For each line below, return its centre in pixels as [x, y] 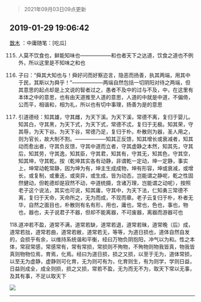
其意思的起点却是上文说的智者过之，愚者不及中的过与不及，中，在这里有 [105, 90]
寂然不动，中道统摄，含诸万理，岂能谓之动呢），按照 [128, 183]
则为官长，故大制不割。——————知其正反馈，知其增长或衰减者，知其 [105, 139]
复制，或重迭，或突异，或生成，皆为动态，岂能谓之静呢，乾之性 [111, 175]
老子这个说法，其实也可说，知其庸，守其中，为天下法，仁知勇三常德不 [103, 190]
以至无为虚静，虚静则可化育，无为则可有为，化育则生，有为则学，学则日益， [102, 261]
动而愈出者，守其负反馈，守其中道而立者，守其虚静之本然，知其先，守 [103, 146]
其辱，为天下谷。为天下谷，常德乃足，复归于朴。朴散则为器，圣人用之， [105, 131]
